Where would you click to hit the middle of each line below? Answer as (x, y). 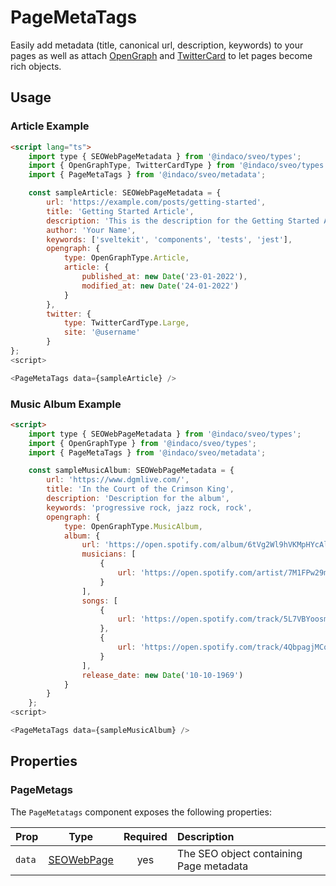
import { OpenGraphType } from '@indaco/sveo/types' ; (142, 443)
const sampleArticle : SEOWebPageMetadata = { (125, 193)
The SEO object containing (239, 853)
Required (145, 836)
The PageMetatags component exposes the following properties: (141, 812)
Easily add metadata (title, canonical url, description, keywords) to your (157, 45)
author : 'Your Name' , (91, 230)
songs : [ (99, 601)
